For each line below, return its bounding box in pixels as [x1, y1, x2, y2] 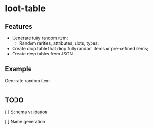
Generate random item [5, 77, 50, 83]
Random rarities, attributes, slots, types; [19, 40, 99, 46]
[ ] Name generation [5, 118, 45, 124]
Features [5, 22, 32, 31]
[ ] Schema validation [5, 109, 47, 115]
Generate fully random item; [12, 35, 68, 41]
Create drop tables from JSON [12, 51, 73, 56]
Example [5, 65, 32, 73]
